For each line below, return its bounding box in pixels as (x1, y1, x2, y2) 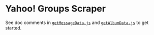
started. (5, 24, 22, 30)
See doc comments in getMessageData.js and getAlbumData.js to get (5, 19, 149, 25)
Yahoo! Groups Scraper (5, 3, 106, 14)
